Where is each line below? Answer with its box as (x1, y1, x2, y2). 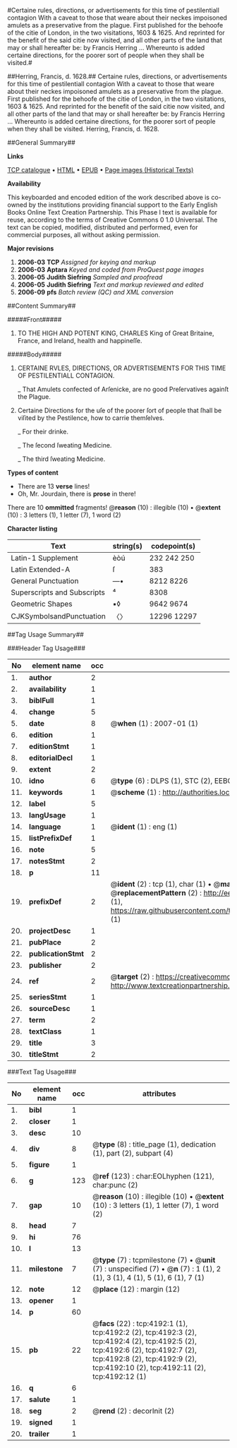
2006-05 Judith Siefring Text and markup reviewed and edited (17, 280, 204, 289)
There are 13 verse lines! (17, 482, 90, 490)
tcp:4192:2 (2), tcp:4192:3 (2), (92, 1327, 197, 1337)
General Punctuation (11, 576, 79, 585)
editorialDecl (29, 753, 73, 762)
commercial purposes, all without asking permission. (7, 231, 161, 239)
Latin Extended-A (11, 565, 71, 574)
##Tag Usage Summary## (7, 630, 85, 638)
